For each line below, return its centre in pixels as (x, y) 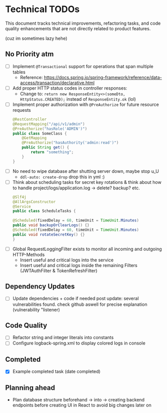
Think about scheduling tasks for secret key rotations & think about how (87, 182)
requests (22, 110)
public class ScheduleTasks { (44, 211)
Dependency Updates (40, 286)
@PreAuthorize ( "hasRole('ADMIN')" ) (50, 129)
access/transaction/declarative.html (57, 83)
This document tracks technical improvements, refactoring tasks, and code (83, 23)
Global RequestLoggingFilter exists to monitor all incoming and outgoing (87, 249)
